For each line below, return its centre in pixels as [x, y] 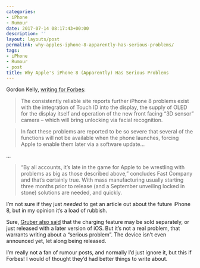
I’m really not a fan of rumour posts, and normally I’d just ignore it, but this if [99, 253]
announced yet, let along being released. [56, 241]
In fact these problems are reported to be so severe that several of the [107, 132]
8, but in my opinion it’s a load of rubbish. [57, 211]
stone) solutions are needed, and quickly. [71, 193]
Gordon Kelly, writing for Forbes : [46, 89]
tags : [13, 51]
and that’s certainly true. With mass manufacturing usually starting [102, 180]
